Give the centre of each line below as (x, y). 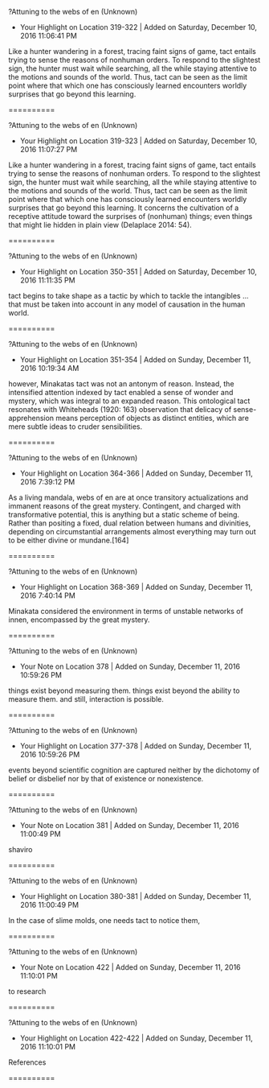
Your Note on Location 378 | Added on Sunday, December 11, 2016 (130, 666)
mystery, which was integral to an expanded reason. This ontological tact (129, 401)
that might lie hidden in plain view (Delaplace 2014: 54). (100, 225)
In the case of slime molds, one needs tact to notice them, (104, 920)
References (27, 1062)
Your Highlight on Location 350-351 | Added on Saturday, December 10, (138, 272)
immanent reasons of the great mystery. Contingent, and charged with (124, 506)
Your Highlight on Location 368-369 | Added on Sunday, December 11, (136, 587)
